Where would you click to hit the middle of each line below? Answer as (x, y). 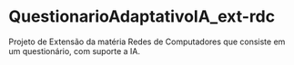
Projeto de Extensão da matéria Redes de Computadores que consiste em (147, 42)
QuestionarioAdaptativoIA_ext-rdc (142, 17)
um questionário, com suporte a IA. (75, 51)
